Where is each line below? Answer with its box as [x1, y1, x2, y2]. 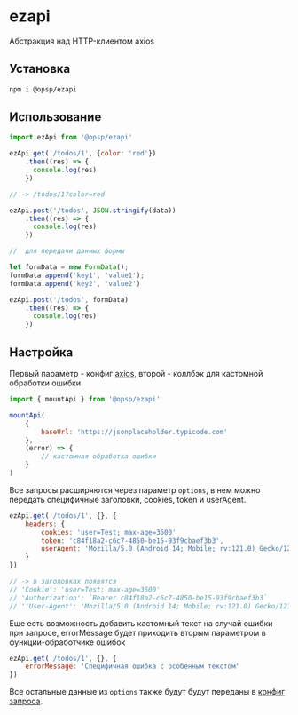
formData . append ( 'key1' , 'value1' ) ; [9, 271, 145, 280]
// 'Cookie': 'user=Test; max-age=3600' [9, 584, 161, 594]
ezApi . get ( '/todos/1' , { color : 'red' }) [9, 149, 157, 158]
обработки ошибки [9, 377, 82, 388]
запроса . [9, 695, 43, 707]
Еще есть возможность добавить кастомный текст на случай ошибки [9, 617, 273, 628]
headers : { [25, 520, 66, 528]
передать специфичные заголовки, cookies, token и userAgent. [9, 494, 247, 504]
